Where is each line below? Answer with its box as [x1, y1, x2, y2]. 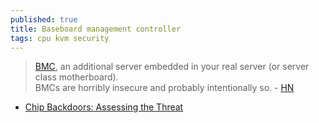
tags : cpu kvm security [10, 33, 110, 43]
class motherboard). [34, 71, 119, 83]
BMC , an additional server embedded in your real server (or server [34, 61, 310, 73]
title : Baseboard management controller [10, 24, 182, 34]
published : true [10, 14, 78, 25]
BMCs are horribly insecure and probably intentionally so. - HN [34, 82, 295, 94]
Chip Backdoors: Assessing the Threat [24, 101, 184, 113]
